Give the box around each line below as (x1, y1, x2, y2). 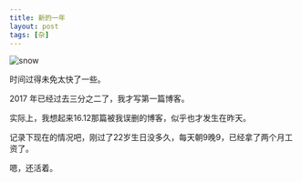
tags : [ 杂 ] (9, 30, 50, 39)
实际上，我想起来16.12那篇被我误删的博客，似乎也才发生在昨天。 (9, 113, 251, 124)
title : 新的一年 (9, 13, 66, 23)
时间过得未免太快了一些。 (9, 74, 106, 85)
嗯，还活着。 (9, 163, 57, 174)
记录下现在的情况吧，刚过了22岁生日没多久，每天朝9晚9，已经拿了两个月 (9, 132, 286, 143)
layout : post (9, 22, 59, 31)
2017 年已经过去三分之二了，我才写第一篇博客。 (9, 93, 190, 105)
